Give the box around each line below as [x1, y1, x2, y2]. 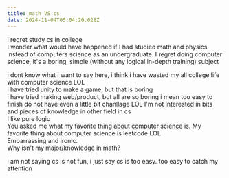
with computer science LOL [7, 78, 85, 86]
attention [7, 164, 32, 173]
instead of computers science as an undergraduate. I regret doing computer [7, 49, 223, 58]
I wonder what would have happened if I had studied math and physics [7, 43, 208, 51]
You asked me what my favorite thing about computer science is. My [7, 122, 201, 130]
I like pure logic [7, 114, 50, 122]
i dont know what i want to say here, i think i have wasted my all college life [7, 70, 220, 79]
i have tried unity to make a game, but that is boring [7, 85, 153, 93]
